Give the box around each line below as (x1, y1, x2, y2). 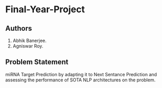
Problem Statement (5, 58, 69, 67)
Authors (5, 24, 32, 33)
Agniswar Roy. (12, 43, 44, 49)
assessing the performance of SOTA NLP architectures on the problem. (5, 77, 156, 83)
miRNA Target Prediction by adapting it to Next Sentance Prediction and (5, 71, 157, 77)
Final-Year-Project (5, 4, 85, 15)
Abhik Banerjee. (12, 37, 47, 43)
